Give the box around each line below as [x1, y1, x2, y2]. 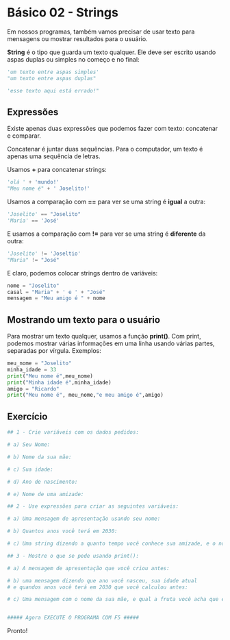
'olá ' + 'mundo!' [7, 179, 60, 186]
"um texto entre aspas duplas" [7, 75, 97, 82]
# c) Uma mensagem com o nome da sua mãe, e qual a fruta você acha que [7, 596, 219, 603]
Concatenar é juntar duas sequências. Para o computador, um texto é [7, 145, 203, 153]
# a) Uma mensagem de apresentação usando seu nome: [7, 515, 161, 522]
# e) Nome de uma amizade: [7, 491, 84, 497]
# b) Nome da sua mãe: [7, 454, 72, 460]
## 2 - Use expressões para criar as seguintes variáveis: [7, 503, 179, 510]
